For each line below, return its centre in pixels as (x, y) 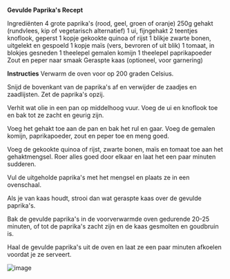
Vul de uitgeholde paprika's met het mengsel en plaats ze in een (98, 177)
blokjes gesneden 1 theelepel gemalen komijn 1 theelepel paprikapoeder (109, 53)
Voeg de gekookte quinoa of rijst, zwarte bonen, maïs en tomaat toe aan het (115, 149)
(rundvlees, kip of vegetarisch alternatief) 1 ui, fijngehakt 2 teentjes (103, 31)
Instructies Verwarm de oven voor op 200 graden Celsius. (90, 73)
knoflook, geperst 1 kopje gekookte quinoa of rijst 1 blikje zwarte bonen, (109, 38)
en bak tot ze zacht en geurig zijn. (56, 115)
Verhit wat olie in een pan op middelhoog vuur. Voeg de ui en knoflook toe (113, 108)
